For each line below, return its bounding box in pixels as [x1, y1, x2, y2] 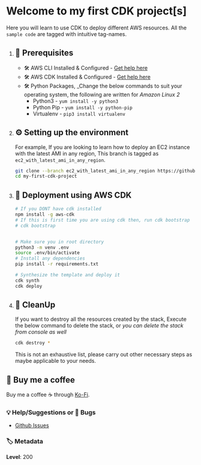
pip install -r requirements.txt [14, 261, 99, 267]
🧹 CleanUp [14, 300, 56, 310]
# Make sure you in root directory [14, 239, 104, 245]
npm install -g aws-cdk [14, 211, 75, 217]
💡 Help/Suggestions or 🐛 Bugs [6, 409, 96, 417]
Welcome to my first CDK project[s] [6, 4, 187, 18]
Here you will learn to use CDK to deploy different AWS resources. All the [6, 24, 187, 31]
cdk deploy [14, 283, 43, 289]
